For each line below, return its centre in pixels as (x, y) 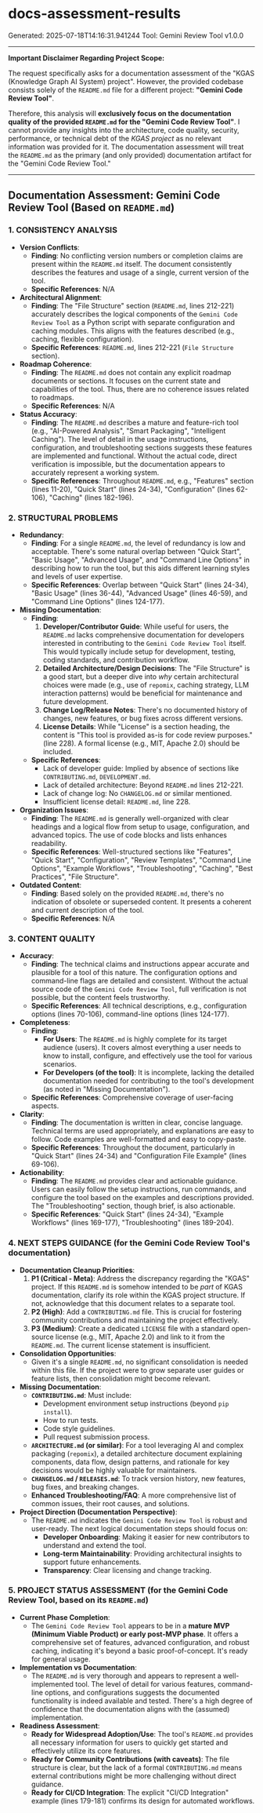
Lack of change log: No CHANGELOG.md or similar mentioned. (137, 793)
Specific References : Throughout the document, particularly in (133, 1147)
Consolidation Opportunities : (68, 1353)
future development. (76, 701)
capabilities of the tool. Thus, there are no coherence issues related (140, 388)
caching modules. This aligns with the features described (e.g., (133, 330)
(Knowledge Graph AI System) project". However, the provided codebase (126, 81)
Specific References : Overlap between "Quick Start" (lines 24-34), (140, 585)
